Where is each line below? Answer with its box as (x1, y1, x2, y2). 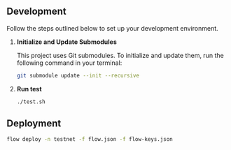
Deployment (6, 117, 62, 129)
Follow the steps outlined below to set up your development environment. (6, 24, 218, 32)
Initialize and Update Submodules (16, 38, 117, 46)
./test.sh (16, 98, 46, 105)
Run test (16, 84, 43, 93)
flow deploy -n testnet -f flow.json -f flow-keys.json (6, 136, 173, 143)
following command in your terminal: (16, 59, 122, 67)
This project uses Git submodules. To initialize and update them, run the (16, 51, 225, 59)
